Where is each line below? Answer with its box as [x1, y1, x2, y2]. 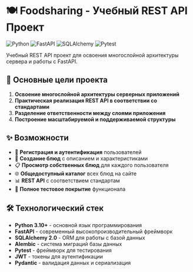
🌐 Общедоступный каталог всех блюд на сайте [14, 170, 137, 177]
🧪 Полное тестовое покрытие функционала [14, 185, 126, 192]
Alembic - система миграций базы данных [14, 241, 122, 248]
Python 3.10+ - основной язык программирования [14, 222, 142, 229]
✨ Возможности [6, 133, 69, 143]
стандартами [14, 103, 50, 110]
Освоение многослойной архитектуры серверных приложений [14, 90, 179, 97]
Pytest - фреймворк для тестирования [14, 247, 112, 254]
